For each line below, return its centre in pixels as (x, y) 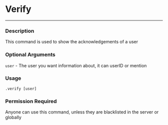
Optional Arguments (30, 55)
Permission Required (31, 101)
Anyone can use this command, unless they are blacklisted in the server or (82, 112)
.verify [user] (21, 89)
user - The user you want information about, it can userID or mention (76, 65)
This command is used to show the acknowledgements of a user (72, 42)
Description (20, 31)
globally (13, 118)
